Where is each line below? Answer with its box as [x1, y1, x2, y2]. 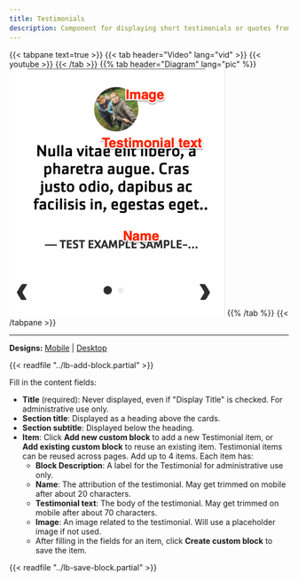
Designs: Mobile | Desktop [9, 342, 107, 353]
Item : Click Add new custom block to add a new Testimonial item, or [21, 431, 273, 443]
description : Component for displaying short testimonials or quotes [9, 23, 272, 33]
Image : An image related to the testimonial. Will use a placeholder [35, 516, 276, 527]
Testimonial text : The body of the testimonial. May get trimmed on [35, 498, 279, 508]
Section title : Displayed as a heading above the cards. [21, 412, 221, 423]
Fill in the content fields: [9, 377, 98, 388]
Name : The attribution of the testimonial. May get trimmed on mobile [35, 479, 286, 490]
